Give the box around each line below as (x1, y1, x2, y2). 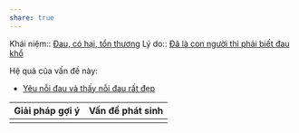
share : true (9, 13, 54, 23)
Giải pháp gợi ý (14, 104, 81, 117)
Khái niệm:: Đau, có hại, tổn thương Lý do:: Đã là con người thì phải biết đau (9, 38, 290, 49)
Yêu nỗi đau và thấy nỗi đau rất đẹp (22, 82, 156, 93)
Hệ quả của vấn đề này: (9, 65, 98, 76)
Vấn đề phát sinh (89, 104, 164, 117)
